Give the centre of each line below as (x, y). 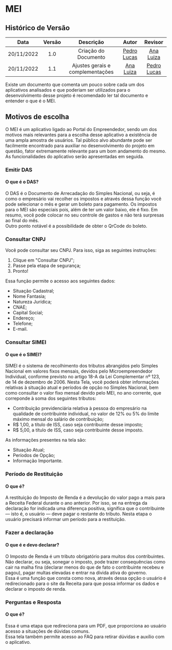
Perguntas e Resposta (33, 602)
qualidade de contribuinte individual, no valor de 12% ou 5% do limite (86, 414)
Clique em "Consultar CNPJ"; (44, 260)
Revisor (154, 42)
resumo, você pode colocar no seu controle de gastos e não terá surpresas (85, 215)
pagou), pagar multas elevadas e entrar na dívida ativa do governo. (76, 572)
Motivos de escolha (37, 117)
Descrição (91, 42)
